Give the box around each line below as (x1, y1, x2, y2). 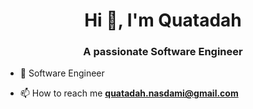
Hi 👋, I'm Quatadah (84, 9, 242, 32)
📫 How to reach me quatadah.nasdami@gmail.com (19, 87, 239, 99)
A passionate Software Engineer (83, 45, 243, 59)
